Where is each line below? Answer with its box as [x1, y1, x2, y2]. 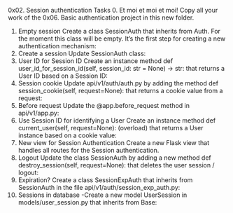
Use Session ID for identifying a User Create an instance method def [17, 116, 216, 125]
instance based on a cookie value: [17, 131, 118, 139]
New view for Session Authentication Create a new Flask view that [17, 139, 210, 146]
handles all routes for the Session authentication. [17, 146, 160, 154]
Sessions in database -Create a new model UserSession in [17, 191, 188, 199]
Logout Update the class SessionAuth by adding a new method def [17, 153, 212, 162]
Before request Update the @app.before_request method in [17, 102, 190, 109]
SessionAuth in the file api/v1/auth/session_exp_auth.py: [17, 184, 181, 191]
